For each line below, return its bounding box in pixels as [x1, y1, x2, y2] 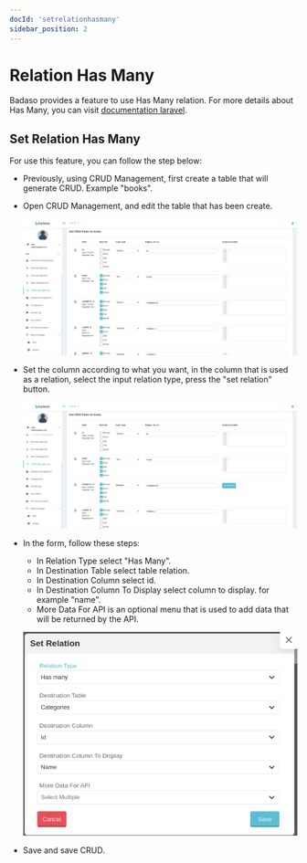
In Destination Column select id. [36, 575, 157, 586]
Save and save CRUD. [22, 845, 105, 856]
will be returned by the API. [36, 614, 139, 625]
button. [22, 384, 50, 395]
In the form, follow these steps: [22, 538, 140, 549]
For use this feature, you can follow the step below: [9, 155, 203, 166]
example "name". [36, 595, 101, 605]
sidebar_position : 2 [9, 24, 89, 34]
